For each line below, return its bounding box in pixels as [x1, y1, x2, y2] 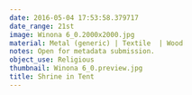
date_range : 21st [9, 22, 75, 31]
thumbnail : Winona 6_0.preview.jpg [9, 64, 143, 73]
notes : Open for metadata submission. [9, 47, 155, 56]
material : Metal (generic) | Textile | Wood [9, 38, 183, 48]
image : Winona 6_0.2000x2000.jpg [9, 30, 135, 39]
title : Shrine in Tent [9, 72, 95, 81]
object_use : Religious [9, 55, 95, 64]
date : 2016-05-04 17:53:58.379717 [9, 13, 140, 23]
